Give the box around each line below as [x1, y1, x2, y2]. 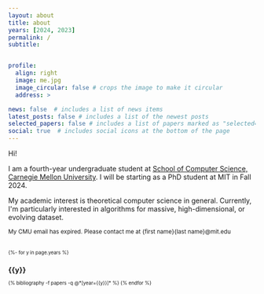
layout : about [8, 11, 55, 20]
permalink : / [8, 33, 51, 42]
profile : [8, 62, 37, 70]
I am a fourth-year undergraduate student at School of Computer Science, [8, 164, 248, 173]
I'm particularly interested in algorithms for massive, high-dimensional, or [8, 204, 245, 213]
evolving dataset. [8, 213, 64, 222]
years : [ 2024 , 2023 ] [8, 26, 76, 34]
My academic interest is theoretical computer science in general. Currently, [8, 196, 252, 205]
